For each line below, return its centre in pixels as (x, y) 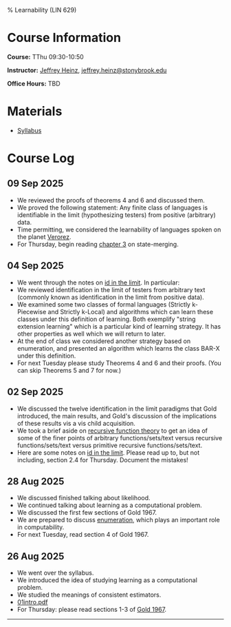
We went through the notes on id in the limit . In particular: (98, 282)
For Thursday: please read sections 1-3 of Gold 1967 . (92, 610)
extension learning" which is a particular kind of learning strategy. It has (119, 326)
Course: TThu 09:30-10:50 (45, 56)
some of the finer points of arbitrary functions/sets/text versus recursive (120, 438)
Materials (35, 111)
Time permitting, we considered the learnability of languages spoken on (119, 229)
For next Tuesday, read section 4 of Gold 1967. (83, 535)
